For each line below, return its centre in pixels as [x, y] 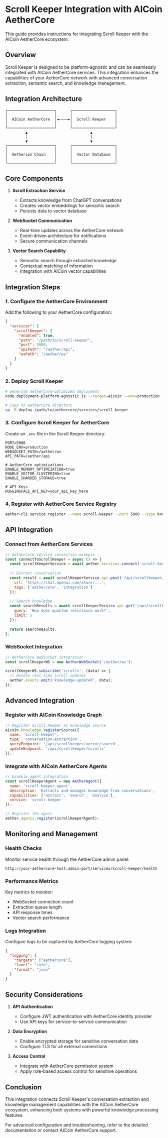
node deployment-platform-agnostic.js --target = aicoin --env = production [82, 396]
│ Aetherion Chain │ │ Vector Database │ [61, 154]
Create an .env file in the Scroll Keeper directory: [55, 433]
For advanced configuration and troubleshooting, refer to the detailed [77, 1125]
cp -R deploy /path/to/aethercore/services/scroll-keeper [67, 410]
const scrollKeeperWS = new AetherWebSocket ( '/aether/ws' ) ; [69, 662]
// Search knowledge [31, 601]
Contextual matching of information [56, 266]
